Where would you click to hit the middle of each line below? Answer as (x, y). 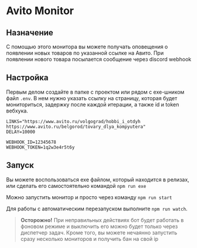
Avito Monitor (40, 11)
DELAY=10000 (21, 132)
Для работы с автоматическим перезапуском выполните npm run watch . (97, 209)
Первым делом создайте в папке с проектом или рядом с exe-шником (95, 92)
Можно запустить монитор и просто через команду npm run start (89, 197)
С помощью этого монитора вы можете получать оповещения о (87, 47)
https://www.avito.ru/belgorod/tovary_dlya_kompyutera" (76, 127)
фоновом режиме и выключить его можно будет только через (99, 226)
